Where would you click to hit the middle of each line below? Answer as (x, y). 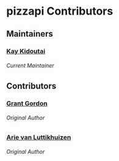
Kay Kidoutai (26, 51)
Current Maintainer (30, 66)
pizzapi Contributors (60, 11)
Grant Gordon (27, 103)
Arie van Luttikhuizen (39, 137)
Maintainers (30, 34)
